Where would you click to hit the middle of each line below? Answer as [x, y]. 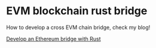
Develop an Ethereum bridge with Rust [53, 39]
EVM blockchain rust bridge [77, 11]
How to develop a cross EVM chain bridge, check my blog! [78, 27]
